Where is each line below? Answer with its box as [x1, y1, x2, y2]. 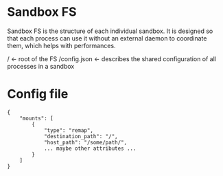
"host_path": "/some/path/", [43, 139, 128, 146]
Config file [7, 87, 69, 102]
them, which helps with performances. [7, 41, 116, 49]
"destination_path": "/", [43, 133, 118, 140]
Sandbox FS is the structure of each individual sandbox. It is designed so [7, 27, 213, 35]
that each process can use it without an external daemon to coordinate [7, 34, 207, 42]
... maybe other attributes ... [43, 145, 137, 152]
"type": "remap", [43, 126, 94, 134]
